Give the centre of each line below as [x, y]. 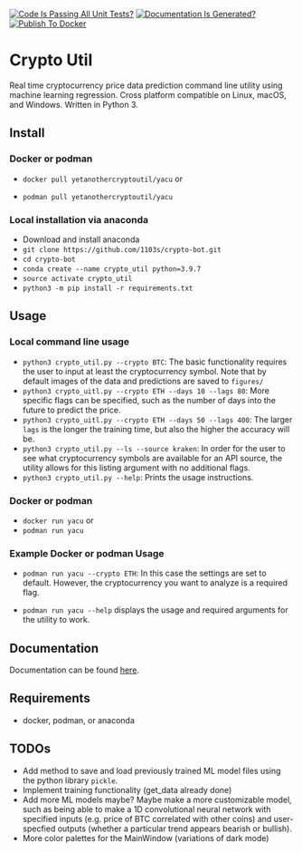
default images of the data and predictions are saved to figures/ [143, 381]
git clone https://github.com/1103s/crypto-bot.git [122, 249]
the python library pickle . [70, 780]
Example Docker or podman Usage [87, 553]
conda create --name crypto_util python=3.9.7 [112, 269]
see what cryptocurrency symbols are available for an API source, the [152, 458]
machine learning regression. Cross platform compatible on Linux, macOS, [148, 94]
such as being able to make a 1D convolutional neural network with [146, 809]
